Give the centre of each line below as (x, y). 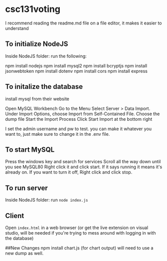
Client (15, 216)
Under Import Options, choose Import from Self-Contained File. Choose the (83, 114)
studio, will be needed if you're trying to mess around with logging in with (81, 233)
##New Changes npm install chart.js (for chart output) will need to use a (79, 248)
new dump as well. (24, 253)
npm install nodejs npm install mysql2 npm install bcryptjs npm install (76, 65)
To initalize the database (44, 87)
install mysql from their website (37, 99)
